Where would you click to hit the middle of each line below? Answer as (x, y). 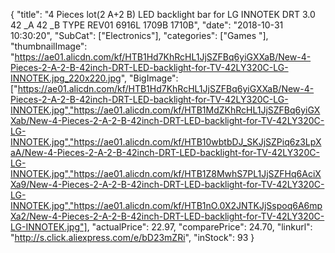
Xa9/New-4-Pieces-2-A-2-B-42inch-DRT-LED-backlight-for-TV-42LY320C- (167, 184)
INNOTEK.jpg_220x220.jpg (66, 78)
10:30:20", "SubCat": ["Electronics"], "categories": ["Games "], (139, 35)
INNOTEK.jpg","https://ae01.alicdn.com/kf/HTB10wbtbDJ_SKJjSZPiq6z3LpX (166, 142)
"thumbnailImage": (49, 46)
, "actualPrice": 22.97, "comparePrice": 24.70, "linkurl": (199, 227)
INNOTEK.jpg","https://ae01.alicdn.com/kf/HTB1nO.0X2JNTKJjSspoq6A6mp (166, 205)
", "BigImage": (149, 78)
